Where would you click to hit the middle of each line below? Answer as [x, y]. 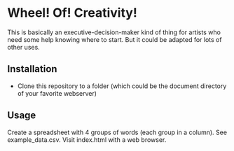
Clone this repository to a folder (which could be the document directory [122, 86]
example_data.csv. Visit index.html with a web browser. [87, 139]
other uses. [23, 47]
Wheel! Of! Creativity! [73, 13]
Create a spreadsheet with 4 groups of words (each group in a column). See [117, 132]
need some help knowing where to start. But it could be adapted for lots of [115, 39]
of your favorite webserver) [57, 93]
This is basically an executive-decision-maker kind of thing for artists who [114, 32]
